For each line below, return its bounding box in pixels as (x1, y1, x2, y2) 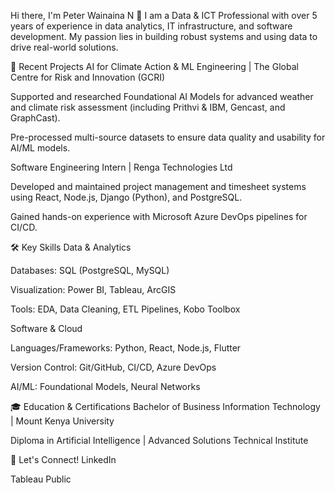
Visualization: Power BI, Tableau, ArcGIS (10, 284, 177, 295)
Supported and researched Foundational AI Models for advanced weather (10, 91, 314, 102)
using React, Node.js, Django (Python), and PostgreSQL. (10, 191, 243, 203)
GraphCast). (10, 112, 61, 124)
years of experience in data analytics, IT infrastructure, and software (10, 20, 293, 32)
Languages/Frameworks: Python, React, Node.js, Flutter (10, 342, 242, 354)
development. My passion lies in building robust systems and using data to (10, 31, 318, 42)
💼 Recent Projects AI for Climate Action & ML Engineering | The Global (10, 61, 299, 72)
